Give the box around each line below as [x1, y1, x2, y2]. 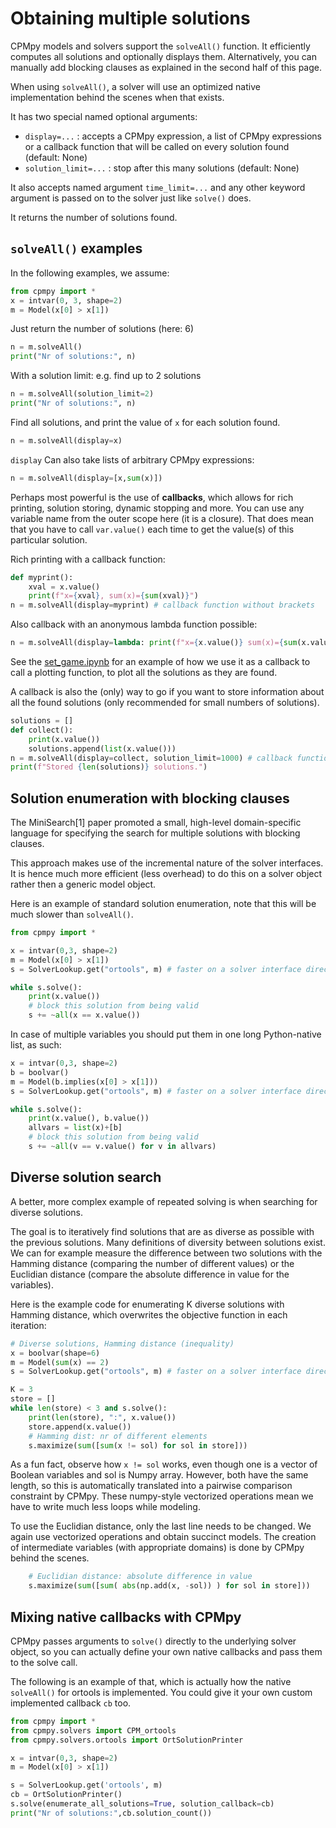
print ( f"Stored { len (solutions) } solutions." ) [10, 762, 208, 772]
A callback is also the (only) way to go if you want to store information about [10, 686, 325, 697]
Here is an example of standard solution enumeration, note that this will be [10, 898, 317, 910]
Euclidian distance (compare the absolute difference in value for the [10, 1268, 290, 1280]
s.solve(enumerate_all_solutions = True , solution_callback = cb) [10, 1799, 275, 1809]
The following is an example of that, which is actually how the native [10, 1675, 292, 1687]
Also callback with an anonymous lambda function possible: [10, 618, 258, 631]
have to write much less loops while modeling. [10, 1501, 201, 1513]
